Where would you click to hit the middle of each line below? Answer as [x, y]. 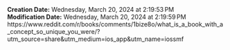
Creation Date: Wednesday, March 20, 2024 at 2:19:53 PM [91, 9]
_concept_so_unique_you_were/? [54, 32]
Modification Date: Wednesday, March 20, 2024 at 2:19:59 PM [97, 17]
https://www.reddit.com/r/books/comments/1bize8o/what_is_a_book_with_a [115, 24]
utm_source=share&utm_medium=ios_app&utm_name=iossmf [96, 39]
